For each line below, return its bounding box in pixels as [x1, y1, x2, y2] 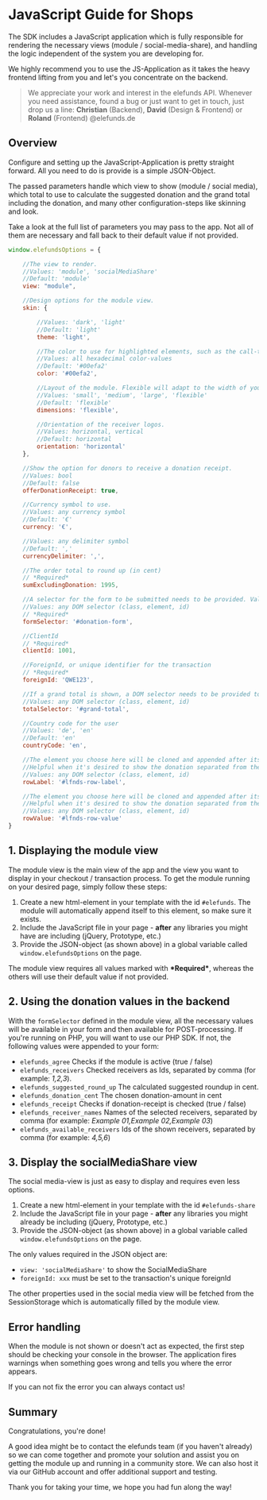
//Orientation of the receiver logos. [37, 420, 165, 428]
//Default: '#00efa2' [37, 362, 109, 370]
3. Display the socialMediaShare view [8, 1155, 198, 1169]
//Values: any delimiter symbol [22, 537, 130, 545]
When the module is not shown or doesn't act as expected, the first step [8, 1341, 245, 1351]
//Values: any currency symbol [22, 508, 126, 516]
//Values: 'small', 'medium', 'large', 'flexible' [37, 391, 208, 399]
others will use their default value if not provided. [8, 972, 169, 981]
